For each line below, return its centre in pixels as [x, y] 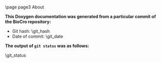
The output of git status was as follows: [47, 46]
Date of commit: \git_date [38, 36]
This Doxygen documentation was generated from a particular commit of [80, 16]
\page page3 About [25, 7]
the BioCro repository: [28, 22]
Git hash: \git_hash [31, 31]
